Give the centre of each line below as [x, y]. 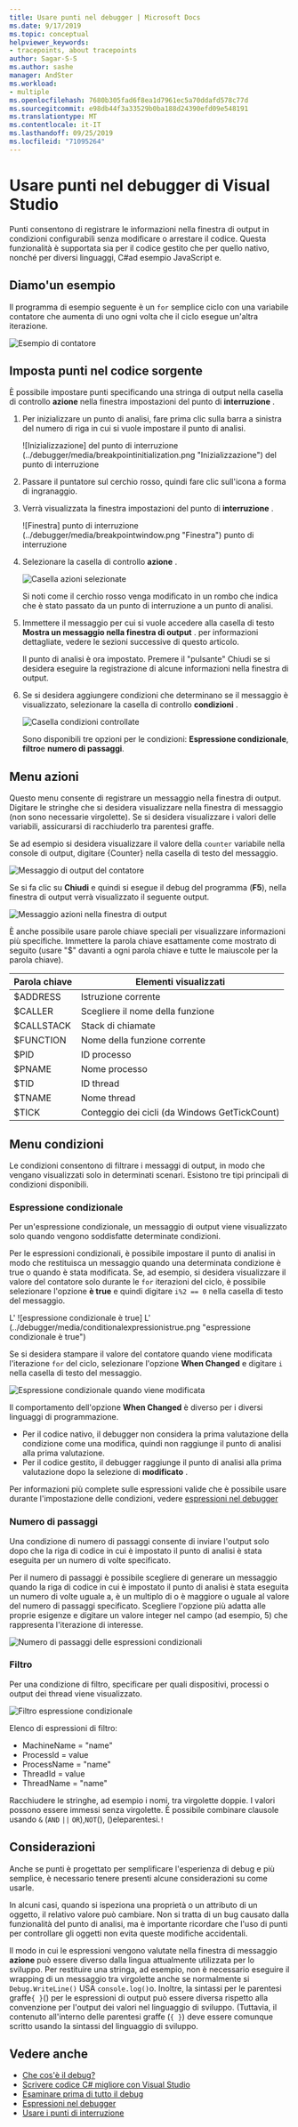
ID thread [100, 1084]
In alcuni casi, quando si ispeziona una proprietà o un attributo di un [133, 1905]
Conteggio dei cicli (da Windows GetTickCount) [180, 1113]
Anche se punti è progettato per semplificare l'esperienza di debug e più [142, 1868]
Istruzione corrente [121, 997]
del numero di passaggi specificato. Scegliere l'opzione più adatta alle [138, 1606]
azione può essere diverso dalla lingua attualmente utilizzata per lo [132, 1960]
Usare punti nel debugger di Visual [140, 185]
